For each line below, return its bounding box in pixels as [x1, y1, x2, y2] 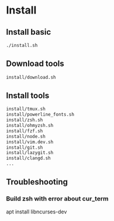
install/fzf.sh [6, 128, 43, 134]
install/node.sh [6, 133, 46, 139]
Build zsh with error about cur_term [6, 195, 109, 203]
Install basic [6, 27, 51, 37]
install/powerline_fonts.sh [6, 112, 75, 118]
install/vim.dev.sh [6, 139, 54, 145]
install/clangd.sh [6, 155, 51, 162]
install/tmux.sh [6, 106, 46, 112]
